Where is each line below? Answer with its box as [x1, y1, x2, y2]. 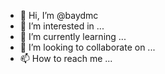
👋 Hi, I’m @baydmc [19, 10, 99, 21]
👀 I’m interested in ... [19, 20, 105, 32]
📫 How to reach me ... [19, 53, 113, 64]
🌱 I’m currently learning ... [19, 31, 127, 42]
